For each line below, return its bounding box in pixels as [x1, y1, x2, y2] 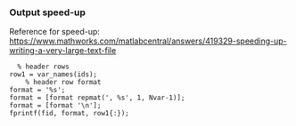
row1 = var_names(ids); [9, 70, 98, 79]
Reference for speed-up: [9, 27, 101, 37]
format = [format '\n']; [9, 101, 102, 110]
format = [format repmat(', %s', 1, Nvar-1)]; [9, 93, 185, 103]
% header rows [17, 62, 70, 72]
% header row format [25, 78, 102, 87]
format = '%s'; [9, 86, 66, 95]
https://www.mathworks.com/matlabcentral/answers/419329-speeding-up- [9, 35, 287, 46]
